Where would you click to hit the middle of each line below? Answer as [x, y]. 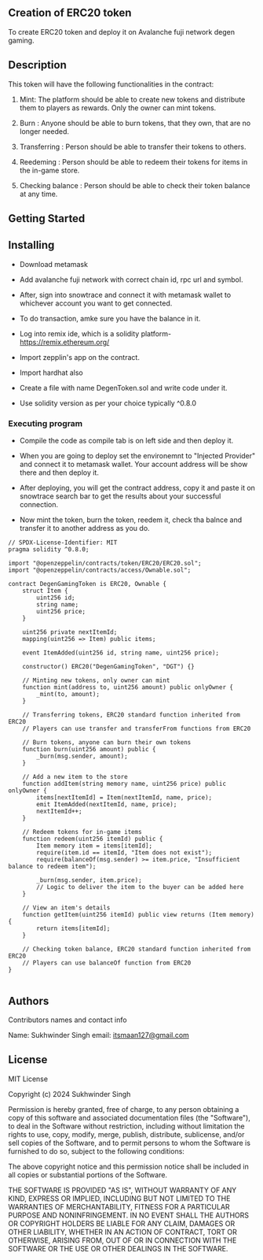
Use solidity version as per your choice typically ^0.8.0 [108, 403]
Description [37, 65]
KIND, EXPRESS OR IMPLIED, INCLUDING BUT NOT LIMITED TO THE [119, 1198]
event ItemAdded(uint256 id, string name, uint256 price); [121, 653]
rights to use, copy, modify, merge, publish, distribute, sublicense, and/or [126, 1134]
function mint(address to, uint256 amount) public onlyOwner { [128, 687]
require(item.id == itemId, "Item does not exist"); [124, 853]
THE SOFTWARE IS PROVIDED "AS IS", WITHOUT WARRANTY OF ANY [122, 1190]
